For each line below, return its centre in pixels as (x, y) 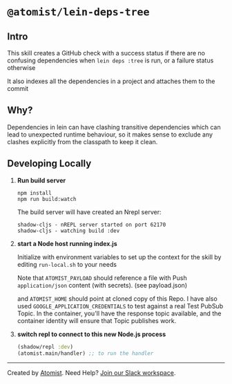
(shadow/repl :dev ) (45, 347)
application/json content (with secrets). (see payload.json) (102, 285)
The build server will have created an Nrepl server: (89, 212)
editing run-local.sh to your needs (67, 264)
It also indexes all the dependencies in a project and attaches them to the (111, 81)
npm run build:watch (47, 199)
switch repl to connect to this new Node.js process (91, 334)
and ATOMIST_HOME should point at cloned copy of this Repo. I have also (117, 298)
